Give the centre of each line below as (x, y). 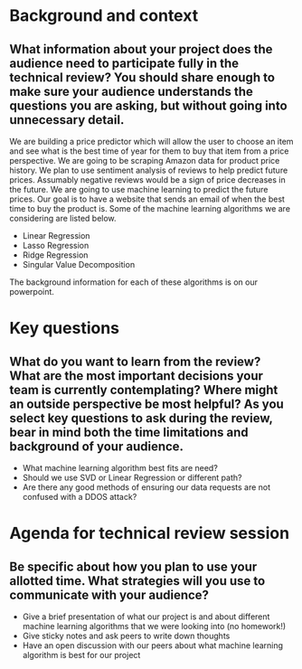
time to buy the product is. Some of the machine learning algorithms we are (150, 208)
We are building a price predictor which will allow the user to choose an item (151, 141)
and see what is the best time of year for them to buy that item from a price (149, 151)
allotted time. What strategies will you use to (137, 581)
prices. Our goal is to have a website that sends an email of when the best (147, 199)
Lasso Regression (56, 245)
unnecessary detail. (67, 120)
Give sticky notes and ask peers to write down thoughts (126, 636)
